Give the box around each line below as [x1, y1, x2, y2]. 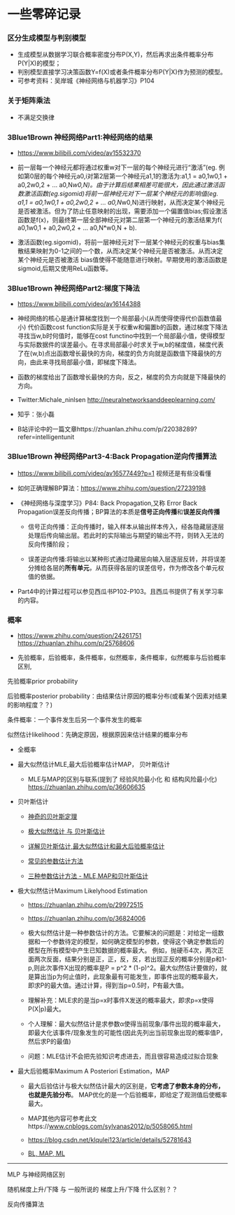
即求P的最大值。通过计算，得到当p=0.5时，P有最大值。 [27, 981, 187, 990]
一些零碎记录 [7, 6, 82, 22]
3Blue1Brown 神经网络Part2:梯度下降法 [7, 284, 140, 293]
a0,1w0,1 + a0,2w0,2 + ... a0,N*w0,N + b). [17, 223, 137, 232]
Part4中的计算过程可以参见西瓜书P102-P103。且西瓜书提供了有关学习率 [17, 587, 224, 595]
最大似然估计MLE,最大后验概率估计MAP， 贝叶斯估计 [17, 760, 170, 768]
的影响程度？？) [7, 700, 53, 709]
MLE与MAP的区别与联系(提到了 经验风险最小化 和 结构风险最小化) [27, 775, 218, 783]
